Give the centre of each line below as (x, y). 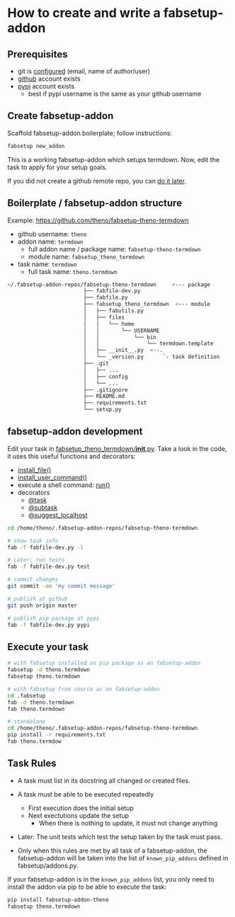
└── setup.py (102, 410)
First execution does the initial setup (81, 808)
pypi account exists (46, 86)
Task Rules (32, 764)
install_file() (34, 469)
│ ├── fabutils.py (113, 311)
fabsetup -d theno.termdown (49, 670)
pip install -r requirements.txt (57, 735)
